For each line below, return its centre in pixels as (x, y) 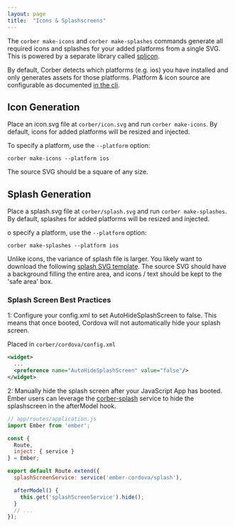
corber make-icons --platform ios (59, 159)
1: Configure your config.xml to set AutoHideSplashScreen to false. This (112, 315)
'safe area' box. (30, 282)
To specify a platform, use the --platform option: (79, 146)
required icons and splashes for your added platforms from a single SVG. (114, 48)
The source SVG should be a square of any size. (78, 172)
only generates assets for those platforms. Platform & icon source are (109, 77)
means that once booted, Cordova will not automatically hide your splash (114, 323)
